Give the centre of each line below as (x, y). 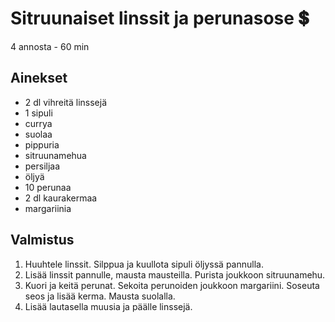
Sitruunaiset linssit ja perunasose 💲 (160, 18)
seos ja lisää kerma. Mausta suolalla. (100, 296)
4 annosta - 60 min (50, 46)
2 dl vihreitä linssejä (65, 102)
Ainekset (39, 78)
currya (38, 123)
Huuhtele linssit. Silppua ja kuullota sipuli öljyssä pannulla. (144, 264)
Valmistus (42, 240)
